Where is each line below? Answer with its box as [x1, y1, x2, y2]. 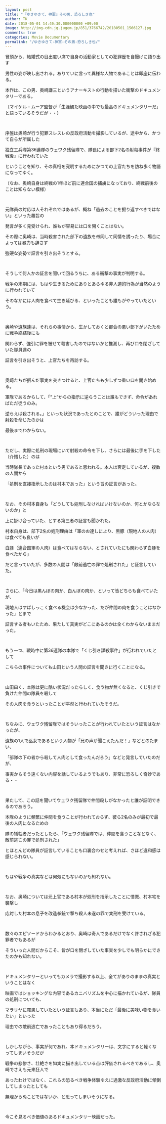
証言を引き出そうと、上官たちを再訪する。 [5, 357, 92, 363]
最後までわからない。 [5, 427, 48, 433]
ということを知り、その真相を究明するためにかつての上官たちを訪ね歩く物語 [5, 163, 161, 169]
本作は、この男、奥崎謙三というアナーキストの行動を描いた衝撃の [5, 87, 139, 93]
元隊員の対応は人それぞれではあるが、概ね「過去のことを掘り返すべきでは [5, 206, 157, 212]
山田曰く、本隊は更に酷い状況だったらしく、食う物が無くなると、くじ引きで [5, 684, 161, 690]
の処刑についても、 [5, 996, 44, 1002]
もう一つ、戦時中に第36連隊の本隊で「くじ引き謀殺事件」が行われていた [5, 647, 153, 653]
